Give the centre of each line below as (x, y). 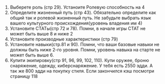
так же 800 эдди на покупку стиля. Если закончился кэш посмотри (82, 71)
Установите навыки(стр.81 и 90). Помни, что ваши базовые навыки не (84, 44)
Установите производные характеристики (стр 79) (64, 39)
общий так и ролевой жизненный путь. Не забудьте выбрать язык (80, 18)
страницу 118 (24, 76)
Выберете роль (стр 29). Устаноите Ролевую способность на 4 (77, 7)
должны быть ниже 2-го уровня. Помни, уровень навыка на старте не (85, 50)
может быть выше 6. (32, 55)
